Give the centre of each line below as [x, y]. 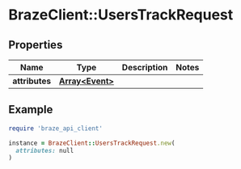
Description [145, 68]
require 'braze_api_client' [56, 128]
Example [31, 110]
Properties [36, 45]
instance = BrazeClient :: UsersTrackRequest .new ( [92, 143]
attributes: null [45, 150]
